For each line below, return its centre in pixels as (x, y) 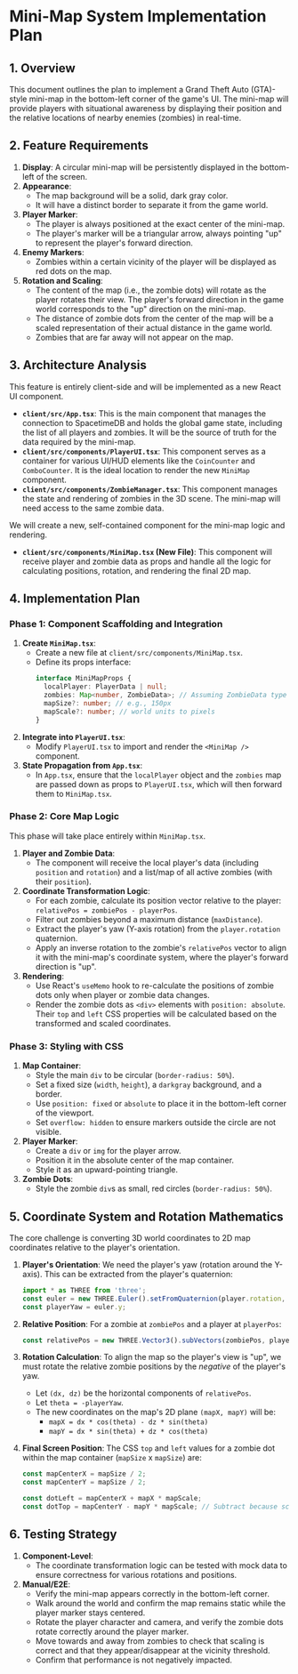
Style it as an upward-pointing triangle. (107, 1170)
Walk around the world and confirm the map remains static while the (161, 1603)
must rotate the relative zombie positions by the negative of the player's (154, 1366)
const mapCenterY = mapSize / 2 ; (84, 1483)
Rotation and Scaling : (63, 280)
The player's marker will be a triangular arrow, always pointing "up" (158, 233)
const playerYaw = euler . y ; (74, 1307)
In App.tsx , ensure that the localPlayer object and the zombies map (158, 775)
